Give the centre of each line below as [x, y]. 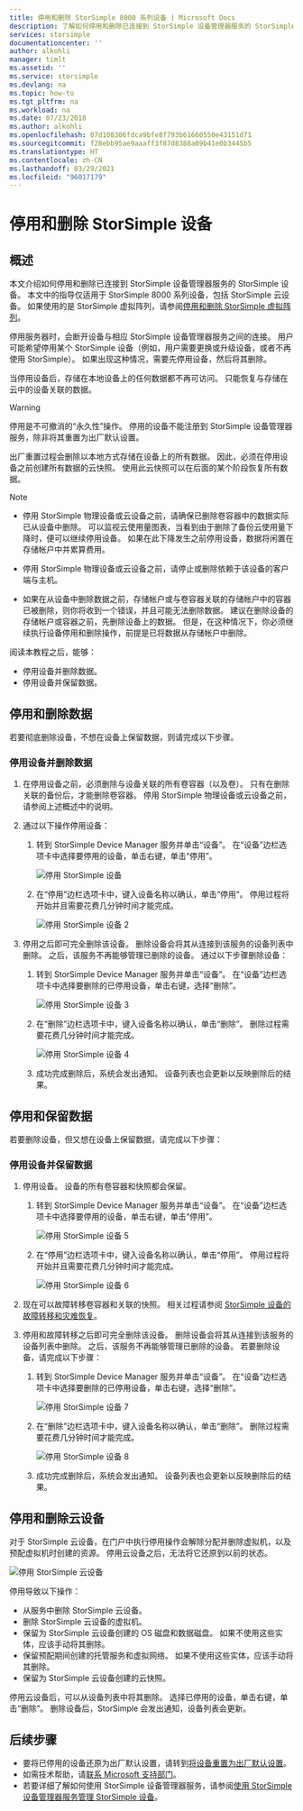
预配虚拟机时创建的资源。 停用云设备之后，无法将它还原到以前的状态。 [141, 1553]
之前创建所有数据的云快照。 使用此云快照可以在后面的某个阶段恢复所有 [148, 468]
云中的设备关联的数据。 [53, 389]
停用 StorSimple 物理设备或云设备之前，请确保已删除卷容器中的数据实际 [156, 516]
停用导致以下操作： [45, 1591]
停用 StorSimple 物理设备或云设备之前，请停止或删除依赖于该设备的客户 [156, 569]
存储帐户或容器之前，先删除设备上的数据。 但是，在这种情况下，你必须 [154, 622]
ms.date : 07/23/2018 [48, 118]
